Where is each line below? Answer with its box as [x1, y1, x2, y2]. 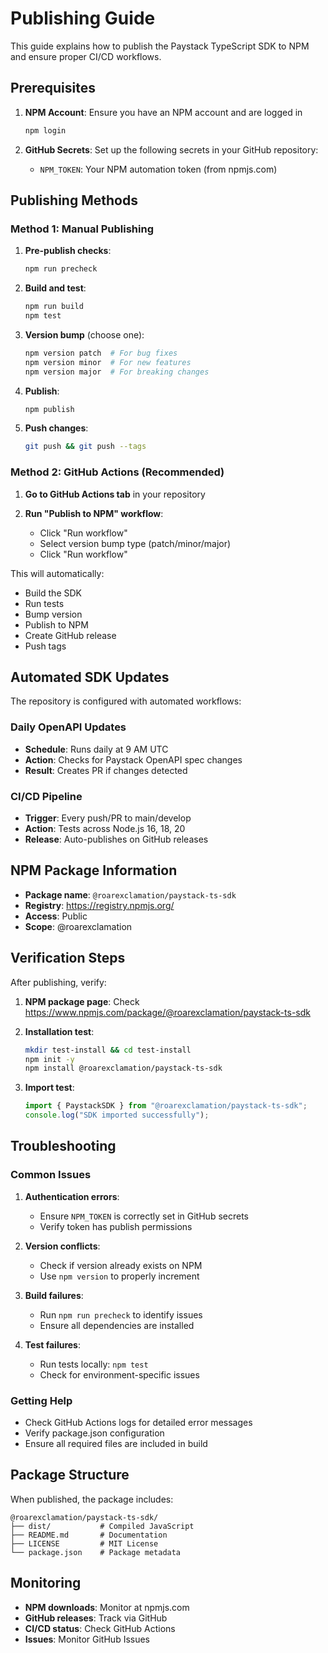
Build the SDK [24, 587, 82, 599]
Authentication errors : [24, 1190, 120, 1202]
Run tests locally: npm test [39, 1358, 149, 1370]
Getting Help [10, 1393, 73, 1407]
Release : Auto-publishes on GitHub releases [24, 833, 209, 846]
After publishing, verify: [10, 976, 107, 988]
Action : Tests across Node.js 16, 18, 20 [24, 823, 186, 835]
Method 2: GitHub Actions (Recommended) [10, 465, 225, 479]
